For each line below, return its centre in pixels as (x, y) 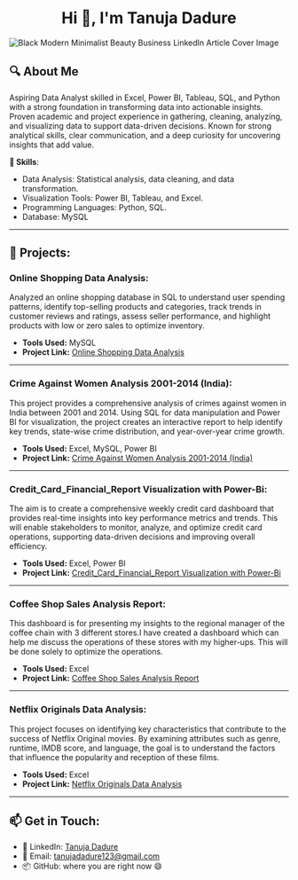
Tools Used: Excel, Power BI (74, 563)
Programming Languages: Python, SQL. (94, 207)
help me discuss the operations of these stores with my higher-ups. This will (149, 642)
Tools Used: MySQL (59, 343)
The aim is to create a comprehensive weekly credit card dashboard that (142, 508)
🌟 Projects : (40, 253)
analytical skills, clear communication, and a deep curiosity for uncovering (145, 135)
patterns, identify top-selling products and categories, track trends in (135, 307)
